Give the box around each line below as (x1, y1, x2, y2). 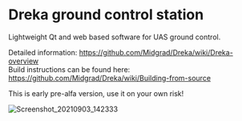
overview (8, 56, 38, 66)
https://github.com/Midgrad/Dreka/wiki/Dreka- (79, 47, 234, 57)
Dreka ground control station (8, 6, 204, 24)
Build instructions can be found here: (8, 64, 131, 74)
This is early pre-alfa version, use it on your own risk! (8, 88, 184, 98)
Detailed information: (8, 47, 78, 57)
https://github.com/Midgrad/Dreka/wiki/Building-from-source (8, 73, 211, 83)
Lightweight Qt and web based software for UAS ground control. (8, 32, 221, 42)
